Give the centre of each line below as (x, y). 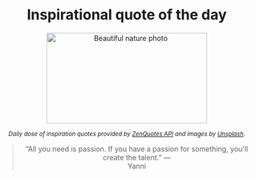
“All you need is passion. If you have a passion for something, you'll (137, 149)
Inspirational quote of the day (127, 15)
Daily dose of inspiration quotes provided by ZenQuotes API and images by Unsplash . (127, 134)
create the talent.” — (137, 157)
